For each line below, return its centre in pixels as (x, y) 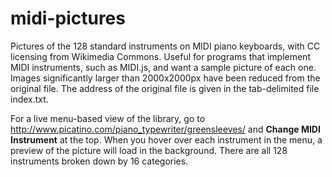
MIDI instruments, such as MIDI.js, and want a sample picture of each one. (163, 67)
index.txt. (29, 99)
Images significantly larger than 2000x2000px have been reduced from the (165, 78)
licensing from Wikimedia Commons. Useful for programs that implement (160, 56)
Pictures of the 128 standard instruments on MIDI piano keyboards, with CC (165, 46)
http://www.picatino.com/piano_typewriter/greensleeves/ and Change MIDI (165, 129)
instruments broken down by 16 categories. (99, 161)
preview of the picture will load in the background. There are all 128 (149, 150)
